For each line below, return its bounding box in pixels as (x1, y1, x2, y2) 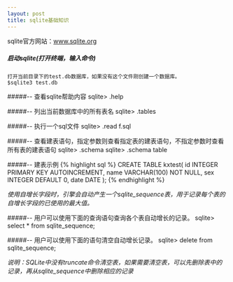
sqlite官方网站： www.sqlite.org (7, 36, 97, 45)
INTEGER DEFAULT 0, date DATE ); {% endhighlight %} (7, 176, 165, 184)
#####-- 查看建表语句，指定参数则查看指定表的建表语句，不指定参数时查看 (7, 137, 225, 145)
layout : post (7, 10, 45, 17)
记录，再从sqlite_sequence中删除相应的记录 (7, 267, 134, 276)
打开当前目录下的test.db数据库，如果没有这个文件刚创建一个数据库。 (7, 73, 181, 80)
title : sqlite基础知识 (7, 17, 69, 24)
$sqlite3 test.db (7, 80, 58, 87)
